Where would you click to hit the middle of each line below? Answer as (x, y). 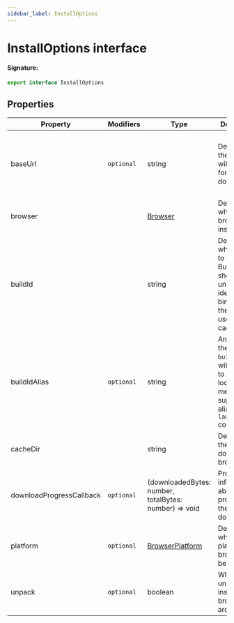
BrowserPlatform (175, 546)
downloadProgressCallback (56, 495)
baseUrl (24, 163)
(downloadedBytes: (179, 482)
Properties (31, 104)
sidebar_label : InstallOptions (53, 14)
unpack (23, 592)
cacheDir (25, 449)
